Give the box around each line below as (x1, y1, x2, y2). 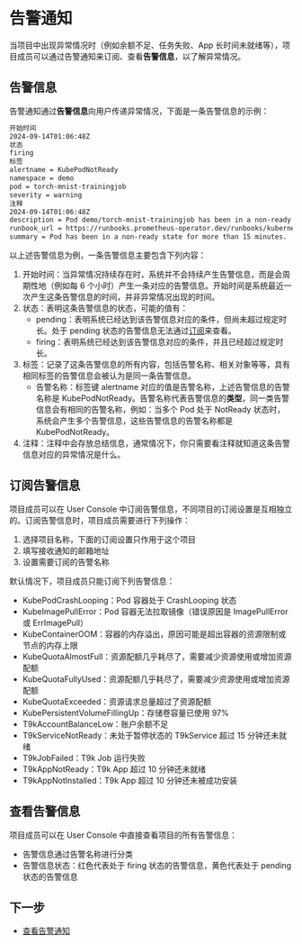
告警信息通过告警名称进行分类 (22, 849, 133, 859)
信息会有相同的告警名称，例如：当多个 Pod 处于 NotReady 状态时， (35, 404, 286, 414)
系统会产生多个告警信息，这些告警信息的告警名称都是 (35, 415, 234, 426)
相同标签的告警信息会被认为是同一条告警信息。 (22, 370, 196, 381)
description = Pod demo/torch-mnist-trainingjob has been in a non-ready (9, 215, 292, 225)
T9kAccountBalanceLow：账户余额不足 (22, 718, 169, 730)
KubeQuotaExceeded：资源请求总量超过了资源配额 (22, 695, 212, 707)
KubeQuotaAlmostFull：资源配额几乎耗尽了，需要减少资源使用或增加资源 (22, 650, 292, 662)
